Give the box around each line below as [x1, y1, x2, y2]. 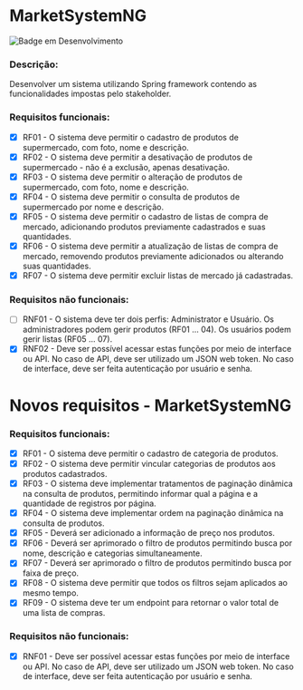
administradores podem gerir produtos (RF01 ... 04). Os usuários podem [22, 324, 291, 335]
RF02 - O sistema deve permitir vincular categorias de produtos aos [22, 458, 276, 469]
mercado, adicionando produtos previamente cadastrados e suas [22, 221, 266, 232]
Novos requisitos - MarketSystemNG [9, 395, 292, 415]
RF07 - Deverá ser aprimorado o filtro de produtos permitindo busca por [22, 558, 292, 569]
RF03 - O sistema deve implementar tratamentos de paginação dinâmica [22, 478, 294, 489]
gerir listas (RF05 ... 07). [22, 334, 113, 345]
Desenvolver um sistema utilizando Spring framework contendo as [9, 79, 258, 90]
